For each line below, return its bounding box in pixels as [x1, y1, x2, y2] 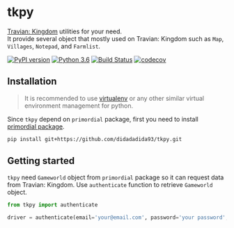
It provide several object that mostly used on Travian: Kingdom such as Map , [7, 34, 224, 42]
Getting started [7, 155, 75, 167]
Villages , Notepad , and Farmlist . [7, 42, 101, 50]
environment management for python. [24, 101, 134, 110]
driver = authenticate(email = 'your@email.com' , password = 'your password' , [7, 214, 229, 221]
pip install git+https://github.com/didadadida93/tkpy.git [7, 136, 182, 142]
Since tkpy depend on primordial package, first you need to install [7, 115, 198, 123]
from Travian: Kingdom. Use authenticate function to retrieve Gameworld [7, 181, 213, 189]
